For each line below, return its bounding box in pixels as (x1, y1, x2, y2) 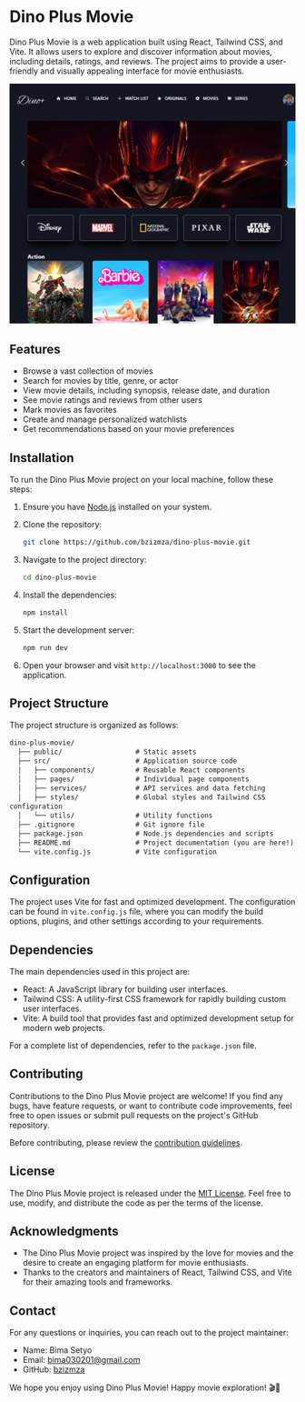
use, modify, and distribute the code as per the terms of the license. (9, 1197, 263, 1208)
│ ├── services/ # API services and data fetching (17, 784, 266, 793)
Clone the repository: (22, 519, 103, 530)
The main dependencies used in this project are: (9, 966, 191, 976)
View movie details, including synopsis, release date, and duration (22, 385, 271, 396)
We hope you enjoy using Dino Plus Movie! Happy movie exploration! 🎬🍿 (9, 1382, 281, 1393)
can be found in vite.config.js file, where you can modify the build (9, 906, 264, 917)
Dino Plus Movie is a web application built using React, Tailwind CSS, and (9, 36, 283, 47)
